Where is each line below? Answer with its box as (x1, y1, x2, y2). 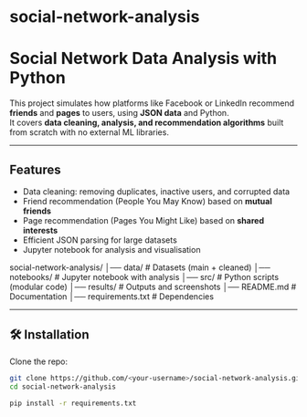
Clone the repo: (9, 356, 69, 367)
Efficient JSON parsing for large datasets (22, 235, 178, 245)
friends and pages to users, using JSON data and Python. (9, 108, 230, 119)
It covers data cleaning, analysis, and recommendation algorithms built (9, 117, 284, 129)
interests (22, 224, 58, 235)
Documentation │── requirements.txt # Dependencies (9, 290, 215, 302)
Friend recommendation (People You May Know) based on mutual (22, 195, 272, 206)
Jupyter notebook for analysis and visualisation (22, 244, 201, 255)
